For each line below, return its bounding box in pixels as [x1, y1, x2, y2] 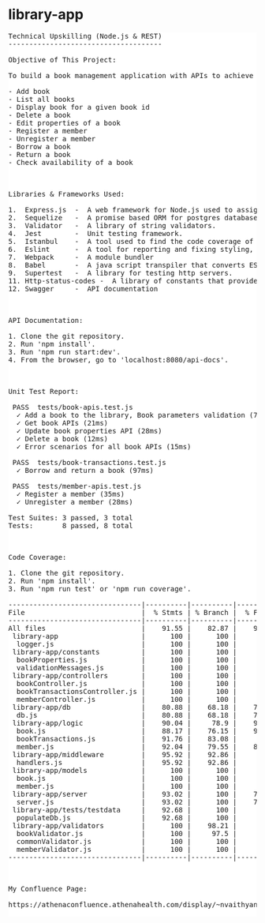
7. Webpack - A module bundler [8, 253, 155, 261]
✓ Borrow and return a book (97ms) [16, 466, 155, 475]
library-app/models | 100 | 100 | [12, 766, 237, 775]
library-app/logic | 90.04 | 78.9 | [12, 719, 237, 727]
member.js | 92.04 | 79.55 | [16, 742, 237, 751]
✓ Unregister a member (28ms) [16, 497, 133, 506]
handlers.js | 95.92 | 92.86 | [16, 758, 237, 767]
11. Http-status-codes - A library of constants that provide [8, 276, 258, 285]
